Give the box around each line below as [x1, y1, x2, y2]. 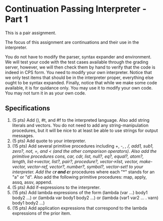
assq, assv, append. [12, 179, 53, 185]
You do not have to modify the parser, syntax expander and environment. [5, 54, 152, 59]
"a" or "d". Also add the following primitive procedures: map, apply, [12, 174, 147, 180]
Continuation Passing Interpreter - [5, 3, 147, 15]
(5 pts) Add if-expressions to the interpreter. [12, 184, 101, 190]
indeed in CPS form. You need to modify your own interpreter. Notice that [5, 69, 152, 75]
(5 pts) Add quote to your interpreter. [12, 138, 86, 144]
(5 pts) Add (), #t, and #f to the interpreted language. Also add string [12, 117, 150, 123]
